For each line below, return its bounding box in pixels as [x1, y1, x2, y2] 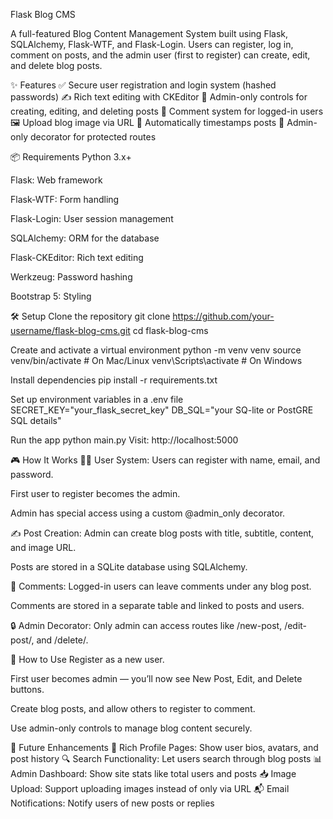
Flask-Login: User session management [10, 213, 174, 224]
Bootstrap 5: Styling [10, 290, 92, 302]
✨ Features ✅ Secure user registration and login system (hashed [10, 79, 277, 91]
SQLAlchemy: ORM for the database [10, 232, 160, 244]
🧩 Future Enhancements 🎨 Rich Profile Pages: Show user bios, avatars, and [10, 742, 319, 753]
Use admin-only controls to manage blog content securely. [10, 722, 253, 734]
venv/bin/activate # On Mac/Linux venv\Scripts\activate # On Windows [10, 355, 303, 366]
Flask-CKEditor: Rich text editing [10, 252, 144, 263]
